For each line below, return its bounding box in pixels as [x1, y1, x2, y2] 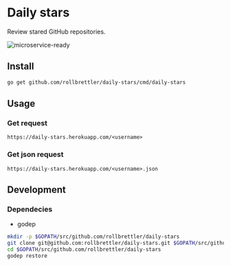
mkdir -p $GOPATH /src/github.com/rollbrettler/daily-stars [7, 233, 180, 241]
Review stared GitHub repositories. [7, 27, 106, 36]
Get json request [7, 149, 64, 159]
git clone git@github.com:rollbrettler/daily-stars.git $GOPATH [7, 240, 195, 247]
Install [7, 60, 34, 73]
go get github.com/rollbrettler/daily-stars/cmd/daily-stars [7, 79, 186, 86]
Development [7, 184, 67, 195]
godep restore [7, 252, 48, 259]
